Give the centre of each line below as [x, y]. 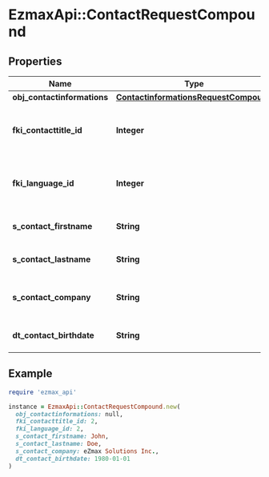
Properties [35, 61]
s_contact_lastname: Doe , [59, 444]
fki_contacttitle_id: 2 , [57, 422]
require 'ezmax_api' [43, 392]
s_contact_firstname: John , [62, 437]
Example [30, 374]
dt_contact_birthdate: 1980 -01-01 [73, 459]
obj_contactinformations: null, [70, 414]
